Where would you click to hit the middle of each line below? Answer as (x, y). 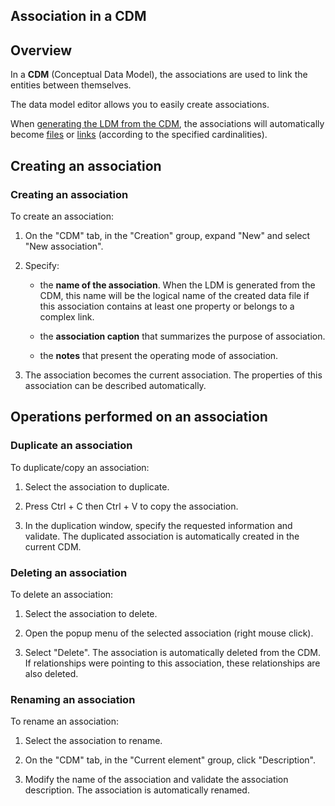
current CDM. (53, 546)
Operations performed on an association (139, 417)
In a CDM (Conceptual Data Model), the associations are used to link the (159, 75)
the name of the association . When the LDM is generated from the (177, 285)
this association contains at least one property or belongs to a (167, 306)
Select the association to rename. (93, 741)
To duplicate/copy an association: (80, 467)
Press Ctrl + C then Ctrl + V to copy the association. (131, 506)
